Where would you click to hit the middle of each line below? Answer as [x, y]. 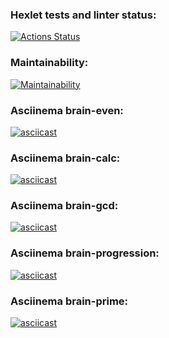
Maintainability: [49, 63]
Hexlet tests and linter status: [83, 15]
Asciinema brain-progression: [85, 253]
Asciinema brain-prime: [69, 301]
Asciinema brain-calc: [65, 158]
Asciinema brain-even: [67, 110]
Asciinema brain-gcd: [64, 206]
